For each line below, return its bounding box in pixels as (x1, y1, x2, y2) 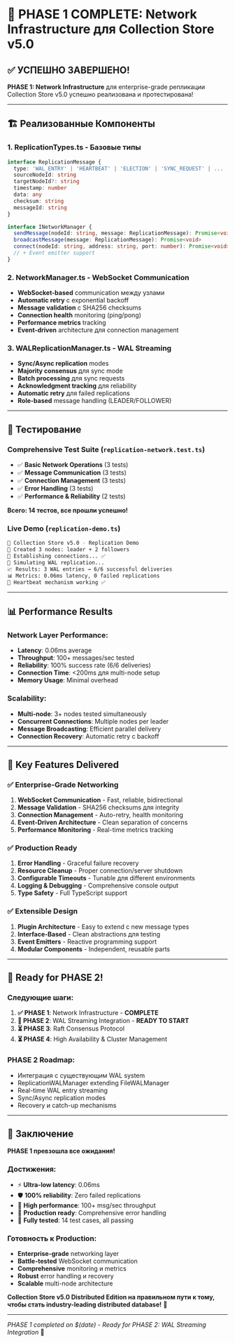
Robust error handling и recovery (17, 1272, 114, 1281)
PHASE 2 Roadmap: (7, 1055, 76, 1065)
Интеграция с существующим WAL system (17, 1071, 145, 1080)
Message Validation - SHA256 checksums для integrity (17, 803, 180, 812)
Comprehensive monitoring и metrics (17, 1264, 127, 1273)
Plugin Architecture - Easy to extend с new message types (17, 922, 190, 931)
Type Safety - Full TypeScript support (17, 889, 127, 897)
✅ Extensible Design (7, 906, 78, 916)
